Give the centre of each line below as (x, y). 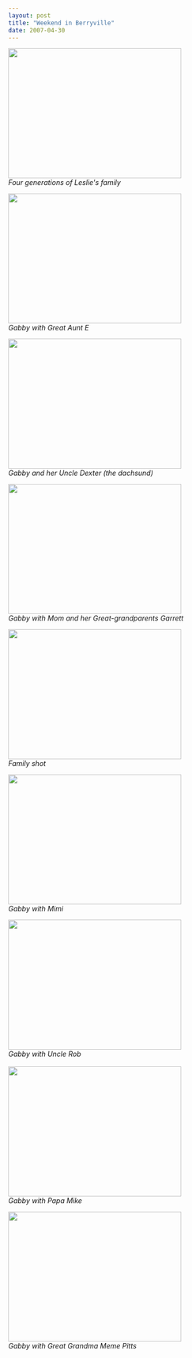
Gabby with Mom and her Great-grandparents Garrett (96, 618)
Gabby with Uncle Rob (45, 1054)
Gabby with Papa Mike (45, 1201)
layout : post (30, 15)
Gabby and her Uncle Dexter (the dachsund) (81, 473)
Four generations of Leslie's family (64, 183)
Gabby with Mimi (36, 909)
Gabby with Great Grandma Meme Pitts (72, 1346)
